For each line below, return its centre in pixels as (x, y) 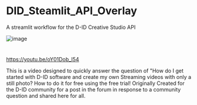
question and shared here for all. (46, 96)
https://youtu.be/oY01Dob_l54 (43, 60)
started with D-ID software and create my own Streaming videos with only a (99, 77)
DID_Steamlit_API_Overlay (72, 11)
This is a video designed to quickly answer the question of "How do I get (95, 71)
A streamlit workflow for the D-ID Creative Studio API (71, 27)
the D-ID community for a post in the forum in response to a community (93, 90)
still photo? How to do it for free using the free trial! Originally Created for (96, 83)
